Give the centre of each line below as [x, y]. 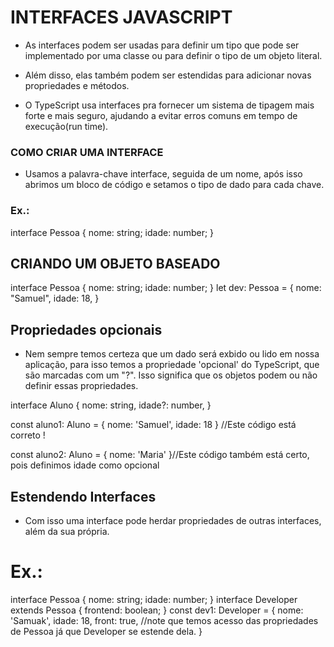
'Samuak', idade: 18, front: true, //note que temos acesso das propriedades [164, 620]
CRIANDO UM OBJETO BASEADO [115, 263]
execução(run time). [66, 126]
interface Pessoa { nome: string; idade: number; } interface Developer [154, 599]
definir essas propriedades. [81, 386]
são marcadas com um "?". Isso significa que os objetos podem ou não [171, 375]
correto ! [28, 435]
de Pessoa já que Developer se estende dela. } [106, 631]
